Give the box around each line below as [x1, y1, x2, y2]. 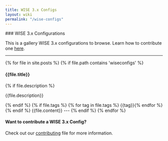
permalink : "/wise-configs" [5, 17, 64, 22]
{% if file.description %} [5, 82, 55, 88]
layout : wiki [5, 12, 32, 17]
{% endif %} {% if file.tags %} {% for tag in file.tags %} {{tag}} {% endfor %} [5, 102, 163, 108]
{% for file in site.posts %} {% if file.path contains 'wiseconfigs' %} [5, 60, 144, 66]
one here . [5, 46, 25, 52]
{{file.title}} [5, 71, 30, 77]
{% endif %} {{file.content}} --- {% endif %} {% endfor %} [5, 107, 126, 113]
